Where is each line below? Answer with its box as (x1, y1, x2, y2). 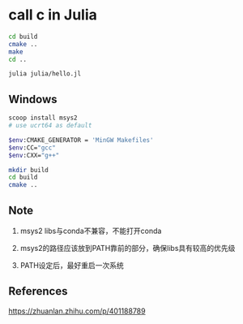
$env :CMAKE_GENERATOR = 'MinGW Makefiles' (8, 136, 154, 144)
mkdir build (8, 166, 49, 174)
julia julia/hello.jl (8, 70, 82, 78)
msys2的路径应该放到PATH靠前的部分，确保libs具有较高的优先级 (19, 243, 236, 253)
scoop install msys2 (8, 114, 79, 123)
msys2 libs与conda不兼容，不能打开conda (19, 226, 162, 235)
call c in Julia (8, 6, 97, 24)
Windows (8, 92, 58, 106)
